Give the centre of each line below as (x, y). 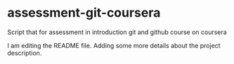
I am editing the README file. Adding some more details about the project (114, 45)
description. (25, 53)
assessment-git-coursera (84, 13)
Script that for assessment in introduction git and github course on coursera (117, 32)
